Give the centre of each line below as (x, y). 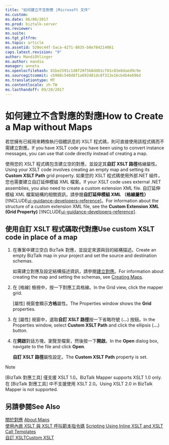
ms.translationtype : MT (30, 80)
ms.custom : (17, 15)
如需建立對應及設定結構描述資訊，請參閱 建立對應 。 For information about (88, 271)
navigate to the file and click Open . (49, 347)
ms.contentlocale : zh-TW (31, 85)
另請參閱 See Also (33, 406)
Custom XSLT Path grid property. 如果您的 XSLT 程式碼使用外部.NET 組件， (84, 176)
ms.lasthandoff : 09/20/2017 (35, 89)
